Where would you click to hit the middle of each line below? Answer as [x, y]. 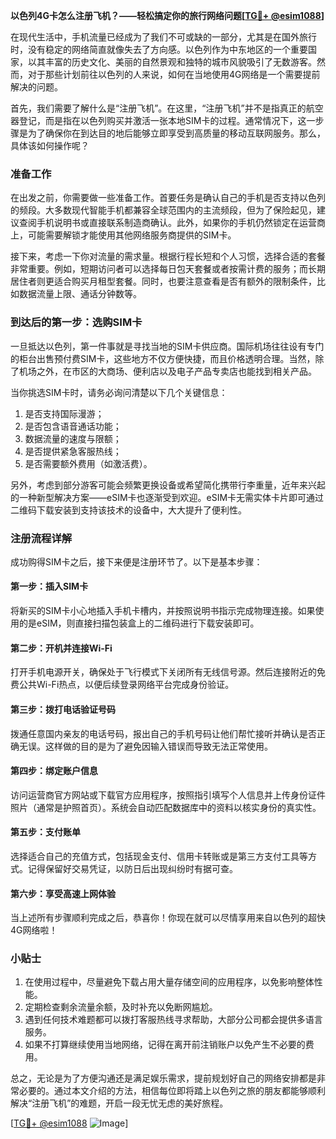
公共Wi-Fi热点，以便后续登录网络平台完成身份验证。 [126, 685]
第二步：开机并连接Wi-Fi [61, 648]
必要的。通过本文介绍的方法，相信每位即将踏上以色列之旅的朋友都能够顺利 [172, 1091]
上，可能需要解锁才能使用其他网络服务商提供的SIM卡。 [123, 235]
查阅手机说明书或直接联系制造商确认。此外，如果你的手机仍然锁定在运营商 [172, 223]
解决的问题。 [36, 87]
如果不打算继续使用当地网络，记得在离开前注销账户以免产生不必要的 [165, 1045]
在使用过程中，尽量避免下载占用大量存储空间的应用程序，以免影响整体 [169, 982]
